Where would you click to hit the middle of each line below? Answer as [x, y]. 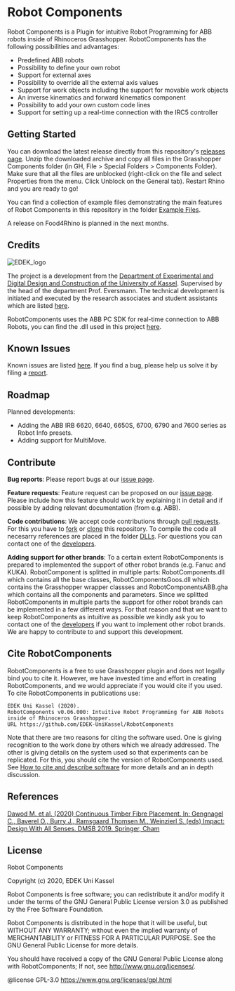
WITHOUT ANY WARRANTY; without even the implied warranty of [102, 931]
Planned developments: [41, 412]
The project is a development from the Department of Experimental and [110, 276]
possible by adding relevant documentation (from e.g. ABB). [94, 508]
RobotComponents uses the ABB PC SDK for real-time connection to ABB [113, 319]
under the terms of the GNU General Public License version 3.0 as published [118, 902]
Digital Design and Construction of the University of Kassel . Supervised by [115, 283]
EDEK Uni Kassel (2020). [43, 706]
